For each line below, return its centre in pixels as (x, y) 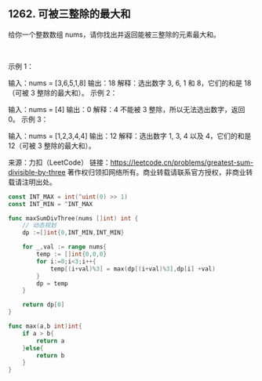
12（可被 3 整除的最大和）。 (52, 145)
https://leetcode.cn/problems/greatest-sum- (182, 162)
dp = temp (52, 283)
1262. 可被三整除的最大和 (69, 14)
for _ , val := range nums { (65, 247)
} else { (33, 348)
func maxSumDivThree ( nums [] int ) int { (73, 218)
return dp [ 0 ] (44, 305)
